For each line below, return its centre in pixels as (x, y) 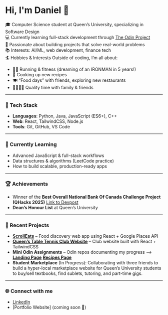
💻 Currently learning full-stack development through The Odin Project (78, 37)
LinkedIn (21, 302)
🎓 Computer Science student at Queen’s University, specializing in (74, 24)
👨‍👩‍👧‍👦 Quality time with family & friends (53, 87)
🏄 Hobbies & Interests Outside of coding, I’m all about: (61, 58)
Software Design (22, 32)
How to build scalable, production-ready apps (60, 166)
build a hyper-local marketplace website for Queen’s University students (87, 268)
